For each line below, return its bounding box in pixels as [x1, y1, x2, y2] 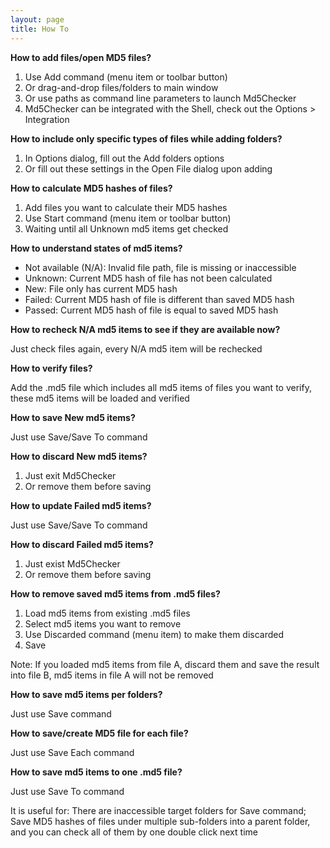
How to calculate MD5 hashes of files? [10, 182, 173, 194]
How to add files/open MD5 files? [10, 51, 152, 63]
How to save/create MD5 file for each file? [10, 727, 189, 739]
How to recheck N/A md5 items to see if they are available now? [10, 323, 281, 335]
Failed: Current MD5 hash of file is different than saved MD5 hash [24, 293, 295, 305]
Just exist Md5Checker [24, 557, 121, 570]
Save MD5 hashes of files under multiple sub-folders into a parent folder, [10, 815, 311, 827]
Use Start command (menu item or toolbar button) [24, 212, 232, 224]
